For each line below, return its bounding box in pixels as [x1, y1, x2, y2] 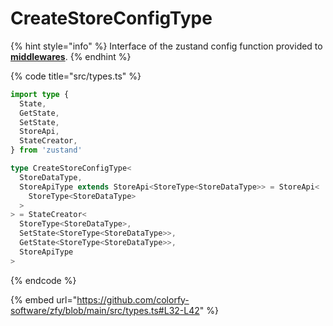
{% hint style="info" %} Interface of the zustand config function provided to [10, 40, 323, 52]
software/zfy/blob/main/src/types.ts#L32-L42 [10, 304, 200, 316]
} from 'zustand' [10, 145, 83, 156]
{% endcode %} [10, 274, 77, 286]
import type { [10, 89, 70, 99]
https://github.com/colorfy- [76, 293, 190, 306]
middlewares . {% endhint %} [10, 50, 132, 62]
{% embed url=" [10, 293, 78, 306]
